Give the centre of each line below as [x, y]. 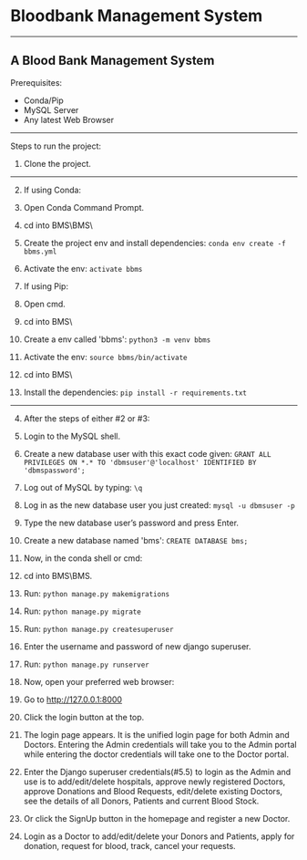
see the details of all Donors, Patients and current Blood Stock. [141, 801]
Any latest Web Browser [69, 119]
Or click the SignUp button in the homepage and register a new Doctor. [157, 818]
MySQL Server [51, 109]
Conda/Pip [44, 100]
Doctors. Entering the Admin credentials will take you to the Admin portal [160, 744]
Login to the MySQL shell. [72, 436]
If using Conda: [52, 190]
